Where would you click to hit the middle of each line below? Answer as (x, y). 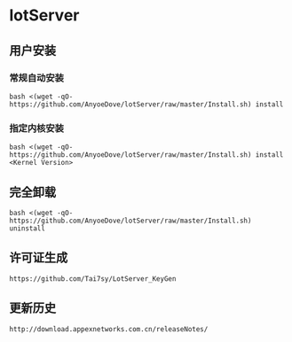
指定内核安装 (37, 128)
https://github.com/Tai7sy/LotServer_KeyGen (93, 279)
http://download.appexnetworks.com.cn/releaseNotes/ (109, 329)
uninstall (28, 228)
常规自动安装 (37, 78)
